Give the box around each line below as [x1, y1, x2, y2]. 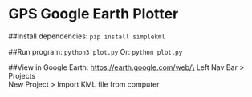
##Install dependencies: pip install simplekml [8, 31, 166, 41]
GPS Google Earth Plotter [8, 5, 179, 23]
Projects [8, 71, 36, 80]
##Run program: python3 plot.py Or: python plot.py [8, 46, 183, 56]
